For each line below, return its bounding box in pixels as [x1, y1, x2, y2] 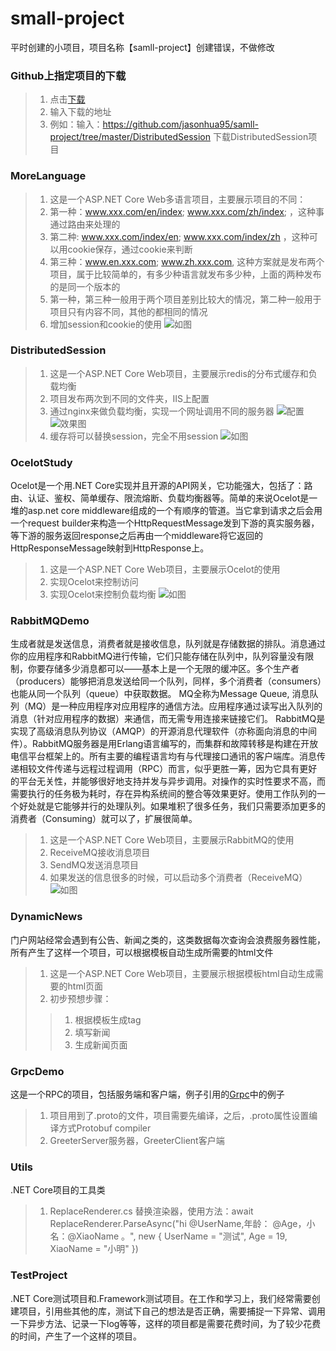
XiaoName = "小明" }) [49, 1243, 139, 1255]
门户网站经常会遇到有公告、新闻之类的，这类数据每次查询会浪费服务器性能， [10, 933, 326, 946]
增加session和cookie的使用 [49, 318, 163, 330]
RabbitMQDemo [10, 614, 90, 628]
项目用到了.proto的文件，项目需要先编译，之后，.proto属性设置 [49, 1110, 310, 1122]
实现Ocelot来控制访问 [49, 576, 139, 588]
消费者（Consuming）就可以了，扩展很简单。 [10, 813, 198, 825]
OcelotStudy [10, 455, 73, 469]
